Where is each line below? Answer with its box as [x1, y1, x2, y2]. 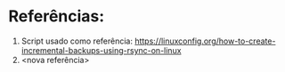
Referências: [8, 6, 105, 27]
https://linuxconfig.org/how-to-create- [134, 36, 276, 46]
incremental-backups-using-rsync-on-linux [20, 44, 182, 55]
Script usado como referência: [20, 36, 133, 46]
